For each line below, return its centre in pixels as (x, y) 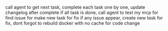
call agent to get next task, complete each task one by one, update (75, 7)
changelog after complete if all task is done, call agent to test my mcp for (82, 12)
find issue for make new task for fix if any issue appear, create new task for (84, 18)
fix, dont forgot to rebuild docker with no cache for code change (73, 23)
